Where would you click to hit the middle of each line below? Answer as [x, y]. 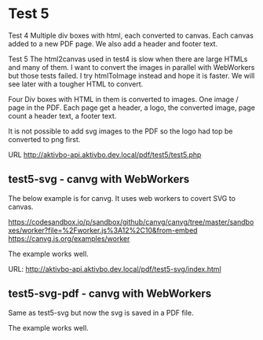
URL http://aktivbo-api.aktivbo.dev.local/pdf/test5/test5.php [105, 155]
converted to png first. [44, 139]
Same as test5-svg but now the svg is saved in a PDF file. [101, 313]
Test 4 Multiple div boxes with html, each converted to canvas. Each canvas [131, 35]
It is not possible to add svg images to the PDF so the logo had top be [121, 131]
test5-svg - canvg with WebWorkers [99, 179]
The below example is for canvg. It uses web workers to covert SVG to [122, 198]
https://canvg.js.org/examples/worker [69, 238]
